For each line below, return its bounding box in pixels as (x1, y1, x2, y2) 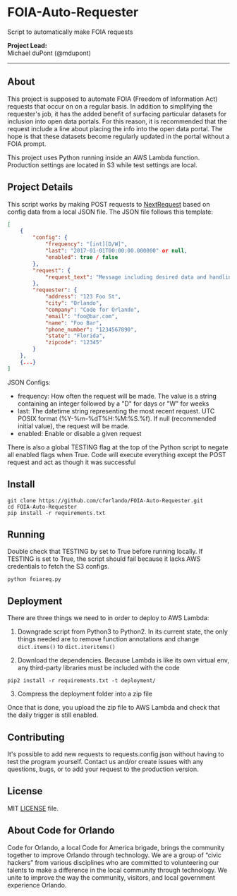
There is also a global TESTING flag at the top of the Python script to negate (7, 442, 229, 452)
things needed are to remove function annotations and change (17, 635, 200, 643)
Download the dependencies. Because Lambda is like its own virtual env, (17, 656, 229, 665)
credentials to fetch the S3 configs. (7, 562, 109, 571)
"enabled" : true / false (44, 253, 119, 261)
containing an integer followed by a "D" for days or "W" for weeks (17, 399, 209, 408)
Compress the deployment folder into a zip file (17, 689, 153, 698)
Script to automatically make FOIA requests (7, 28, 133, 36)
